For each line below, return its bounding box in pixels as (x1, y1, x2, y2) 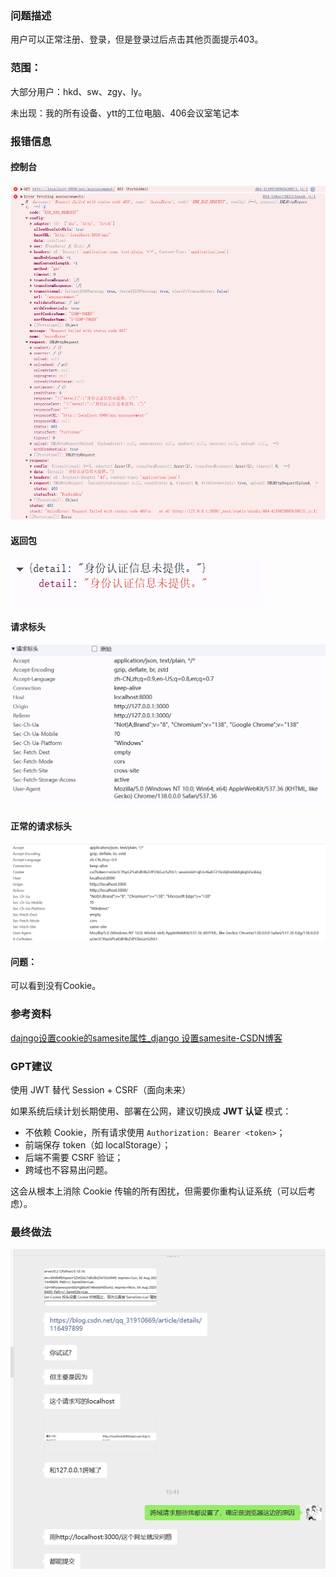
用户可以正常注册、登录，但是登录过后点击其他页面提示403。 (10, 33, 264, 46)
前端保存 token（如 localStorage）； (24, 1139, 172, 1151)
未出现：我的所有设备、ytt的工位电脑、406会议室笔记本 (10, 107, 240, 119)
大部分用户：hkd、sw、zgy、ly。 (10, 85, 148, 97)
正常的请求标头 (10, 820, 72, 832)
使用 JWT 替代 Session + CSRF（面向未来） (10, 1084, 192, 1096)
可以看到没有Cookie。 (10, 980, 102, 992)
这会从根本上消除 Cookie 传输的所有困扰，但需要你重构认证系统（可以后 (10, 1185, 308, 1197)
